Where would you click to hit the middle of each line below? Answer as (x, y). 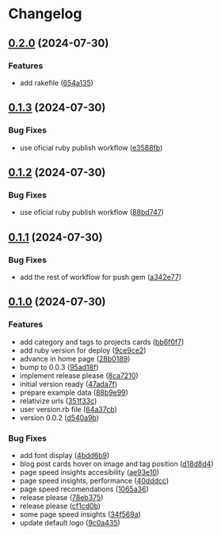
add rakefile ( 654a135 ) (56, 82)
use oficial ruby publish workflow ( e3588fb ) (91, 147)
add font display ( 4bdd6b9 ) (65, 455)
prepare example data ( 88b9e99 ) (74, 392)
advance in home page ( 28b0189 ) (75, 358)
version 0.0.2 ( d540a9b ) (59, 418)
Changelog (45, 14)
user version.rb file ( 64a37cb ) (68, 409)
